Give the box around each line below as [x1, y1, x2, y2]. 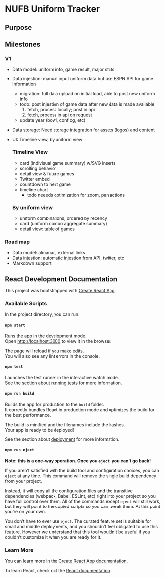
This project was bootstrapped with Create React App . [5, 288, 116, 293]
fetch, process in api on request [27, 112, 93, 118]
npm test [5, 364, 23, 369]
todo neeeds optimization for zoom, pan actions [27, 192, 125, 198]
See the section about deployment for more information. [5, 436, 120, 442]
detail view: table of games [19, 226, 75, 232]
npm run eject [5, 448, 35, 453]
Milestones [5, 40, 41, 48]
